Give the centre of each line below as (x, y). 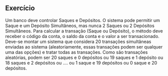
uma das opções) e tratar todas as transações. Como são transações (76, 52)
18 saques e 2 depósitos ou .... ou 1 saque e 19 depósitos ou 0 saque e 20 (81, 62)
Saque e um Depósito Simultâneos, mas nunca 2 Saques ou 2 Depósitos (80, 25)
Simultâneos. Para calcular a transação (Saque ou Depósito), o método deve (84, 31)
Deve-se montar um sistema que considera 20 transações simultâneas (78, 41)
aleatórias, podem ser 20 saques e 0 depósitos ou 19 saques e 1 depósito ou (84, 57)
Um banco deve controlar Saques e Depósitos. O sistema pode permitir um (83, 20)
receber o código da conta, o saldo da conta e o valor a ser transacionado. (82, 36)
